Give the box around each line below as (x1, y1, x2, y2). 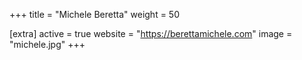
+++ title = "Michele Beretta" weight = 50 (9, 9, 181, 20)
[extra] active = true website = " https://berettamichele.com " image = (9, 28, 293, 39)
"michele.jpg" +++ (9, 39, 86, 50)
